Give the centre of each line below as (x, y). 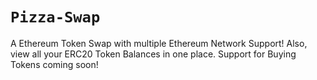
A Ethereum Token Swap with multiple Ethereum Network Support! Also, (159, 43)
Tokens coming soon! (54, 64)
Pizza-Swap (55, 17)
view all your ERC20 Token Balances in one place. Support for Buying (153, 54)
